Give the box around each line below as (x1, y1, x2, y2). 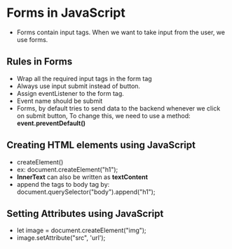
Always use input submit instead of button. (16, 82, 141, 90)
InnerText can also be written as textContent (16, 173, 149, 181)
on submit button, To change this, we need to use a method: (16, 111, 191, 120)
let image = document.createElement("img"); (16, 226, 146, 235)
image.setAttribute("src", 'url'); (16, 234, 106, 242)
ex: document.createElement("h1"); (16, 165, 118, 173)
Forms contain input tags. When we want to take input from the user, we (16, 28, 226, 36)
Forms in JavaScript (6, 5, 125, 21)
